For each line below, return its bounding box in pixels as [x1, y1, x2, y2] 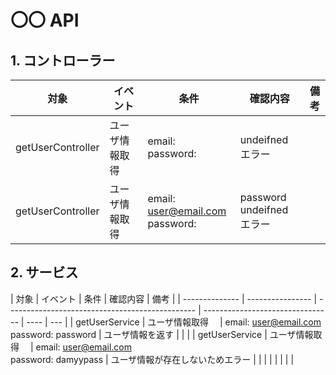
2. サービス [10, 264, 79, 281]
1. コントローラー [10, 52, 116, 69]
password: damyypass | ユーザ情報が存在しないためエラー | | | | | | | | [10, 353, 295, 365]
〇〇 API [10, 9, 80, 32]
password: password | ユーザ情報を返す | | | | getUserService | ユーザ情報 [10, 328, 314, 340]
